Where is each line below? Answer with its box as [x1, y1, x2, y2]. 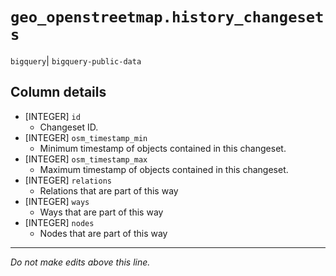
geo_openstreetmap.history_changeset [10, 8, 325, 27]
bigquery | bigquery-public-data [10, 54, 142, 67]
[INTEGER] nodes [24, 216, 95, 228]
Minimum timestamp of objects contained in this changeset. [39, 142, 287, 154]
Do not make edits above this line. [10, 256, 151, 268]
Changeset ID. [39, 121, 99, 133]
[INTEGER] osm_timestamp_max [24, 153, 148, 165]
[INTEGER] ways [24, 195, 90, 207]
